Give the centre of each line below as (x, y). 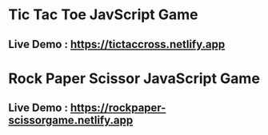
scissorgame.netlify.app (71, 120)
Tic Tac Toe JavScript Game (103, 15)
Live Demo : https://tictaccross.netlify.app (117, 44)
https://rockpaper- (118, 108)
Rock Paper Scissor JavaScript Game (134, 78)
